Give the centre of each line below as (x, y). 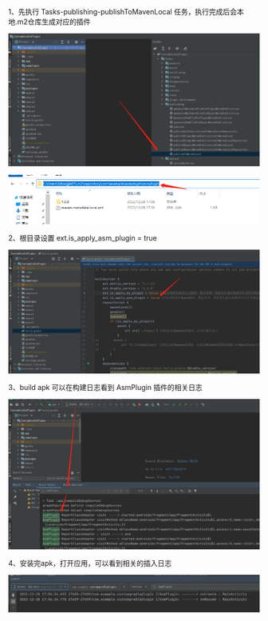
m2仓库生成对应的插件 (54, 22)
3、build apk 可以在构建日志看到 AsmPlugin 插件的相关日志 (105, 387)
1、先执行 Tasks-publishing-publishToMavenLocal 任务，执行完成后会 (123, 12)
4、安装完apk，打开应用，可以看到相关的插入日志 (90, 563)
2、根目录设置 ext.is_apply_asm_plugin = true (83, 237)
